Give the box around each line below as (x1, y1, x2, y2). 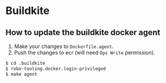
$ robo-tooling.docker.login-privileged (5, 65, 107, 71)
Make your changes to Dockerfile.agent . (14, 43, 114, 50)
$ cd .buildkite (5, 60, 45, 66)
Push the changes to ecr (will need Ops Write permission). (14, 49, 155, 56)
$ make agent (5, 71, 38, 77)
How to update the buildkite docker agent (5, 27, 161, 37)
